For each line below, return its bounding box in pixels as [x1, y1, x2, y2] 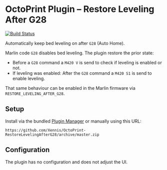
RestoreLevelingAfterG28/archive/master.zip [5, 132, 99, 137]
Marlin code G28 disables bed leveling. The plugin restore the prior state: [5, 50, 154, 56]
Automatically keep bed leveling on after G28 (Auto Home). [5, 40, 125, 46]
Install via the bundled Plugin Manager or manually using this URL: [5, 118, 141, 124]
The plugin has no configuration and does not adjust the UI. [5, 159, 128, 165]
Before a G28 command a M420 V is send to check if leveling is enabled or [12, 59, 162, 65]
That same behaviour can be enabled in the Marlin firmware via [5, 85, 136, 91]
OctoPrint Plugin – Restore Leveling [5, 3, 154, 15]
